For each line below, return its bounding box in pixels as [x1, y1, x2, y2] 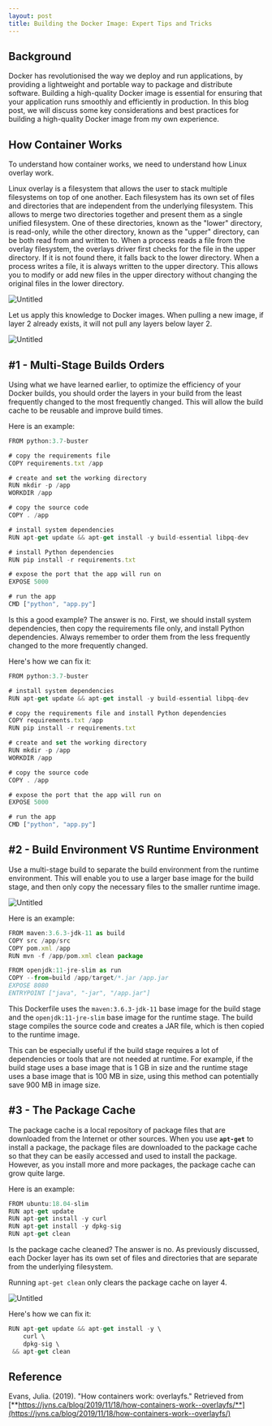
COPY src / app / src [8, 936, 71, 945]
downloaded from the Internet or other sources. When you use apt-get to [8, 1133, 254, 1143]
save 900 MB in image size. [8, 1080, 101, 1090]
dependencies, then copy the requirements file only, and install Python [8, 623, 245, 633]
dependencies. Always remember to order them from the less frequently [8, 631, 250, 642]
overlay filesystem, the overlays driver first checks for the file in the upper [8, 245, 256, 254]
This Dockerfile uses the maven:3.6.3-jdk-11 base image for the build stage [8, 1003, 261, 1013]
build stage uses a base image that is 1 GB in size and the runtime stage [8, 1062, 248, 1073]
